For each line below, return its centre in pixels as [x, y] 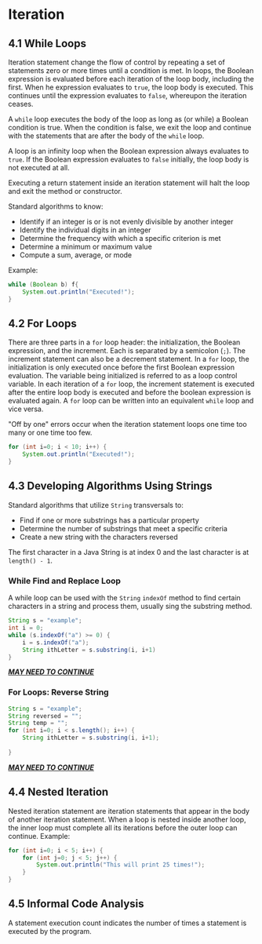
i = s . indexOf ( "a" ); [56, 642]
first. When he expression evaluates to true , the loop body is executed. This [131, 87]
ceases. [21, 104]
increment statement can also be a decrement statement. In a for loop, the [129, 359]
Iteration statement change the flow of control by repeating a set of [116, 62]
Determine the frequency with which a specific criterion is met [120, 238]
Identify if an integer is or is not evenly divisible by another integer [126, 222]
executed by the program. [50, 931]
